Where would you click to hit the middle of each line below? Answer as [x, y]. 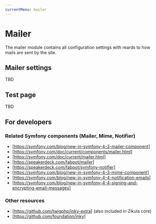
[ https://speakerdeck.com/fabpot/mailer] [53, 162]
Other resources [25, 201]
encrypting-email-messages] [41, 188]
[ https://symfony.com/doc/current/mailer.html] [59, 157]
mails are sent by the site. [31, 52]
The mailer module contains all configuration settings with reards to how [78, 47]
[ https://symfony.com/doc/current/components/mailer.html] [72, 151]
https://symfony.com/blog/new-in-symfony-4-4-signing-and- [76, 183]
